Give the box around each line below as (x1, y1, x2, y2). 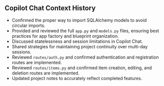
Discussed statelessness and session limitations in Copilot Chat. (11, 38, 143, 44)
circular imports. (11, 22, 46, 28)
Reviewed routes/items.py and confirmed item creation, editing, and (11, 65, 152, 71)
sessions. (11, 49, 32, 55)
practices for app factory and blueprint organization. (11, 33, 119, 39)
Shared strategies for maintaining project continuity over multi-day (11, 43, 148, 49)
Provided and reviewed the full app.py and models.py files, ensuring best (11, 27, 159, 34)
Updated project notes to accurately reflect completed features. (11, 75, 142, 81)
